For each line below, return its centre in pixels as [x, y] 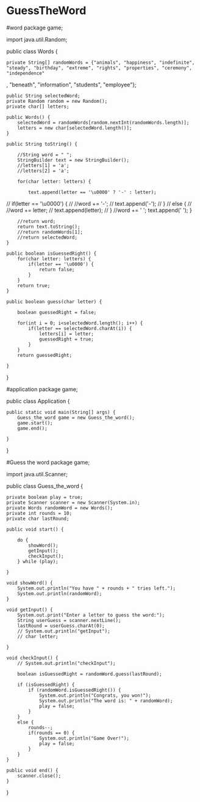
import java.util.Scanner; [37, 474]
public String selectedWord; [43, 96]
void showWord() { [30, 583]
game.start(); [35, 423]
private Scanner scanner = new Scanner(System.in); [73, 503]
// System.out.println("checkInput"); [66, 663]
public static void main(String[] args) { [61, 412]
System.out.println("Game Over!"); [84, 738]
